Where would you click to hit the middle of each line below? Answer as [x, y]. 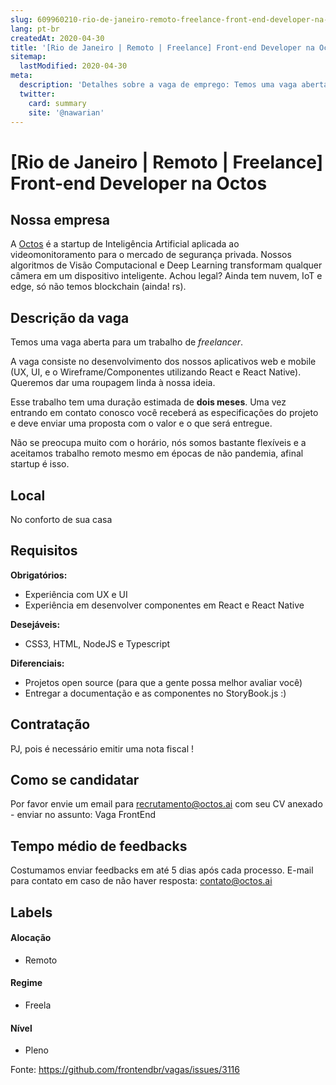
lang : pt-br [35, 29]
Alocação [31, 938]
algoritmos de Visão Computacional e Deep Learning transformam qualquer [166, 265]
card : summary [57, 103]
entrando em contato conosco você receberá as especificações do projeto [164, 413]
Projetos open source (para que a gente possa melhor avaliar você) [163, 682]
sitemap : [28, 57]
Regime [26, 983]
